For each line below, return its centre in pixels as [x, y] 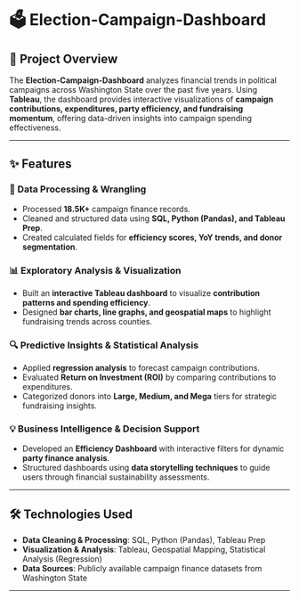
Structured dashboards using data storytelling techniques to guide [146, 467]
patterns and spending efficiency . [86, 302]
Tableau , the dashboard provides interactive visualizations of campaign [141, 99]
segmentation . [50, 247]
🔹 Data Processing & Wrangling [78, 189]
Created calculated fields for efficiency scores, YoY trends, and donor [152, 237]
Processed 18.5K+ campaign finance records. [106, 209]
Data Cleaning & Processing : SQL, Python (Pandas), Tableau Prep [144, 540]
